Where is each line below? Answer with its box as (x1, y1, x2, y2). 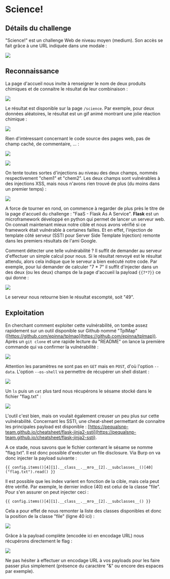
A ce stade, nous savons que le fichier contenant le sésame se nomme (5, 444, 153, 450)
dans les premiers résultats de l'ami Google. (5, 237, 97, 243)
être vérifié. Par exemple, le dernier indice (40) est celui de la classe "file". (5, 483, 161, 490)
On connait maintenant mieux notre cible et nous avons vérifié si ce (5, 221, 146, 227)
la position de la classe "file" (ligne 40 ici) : (5, 513, 95, 519)
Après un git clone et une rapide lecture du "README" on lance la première (5, 338, 165, 344)
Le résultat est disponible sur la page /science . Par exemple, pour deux (5, 105, 155, 111)
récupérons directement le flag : (5, 538, 73, 544)
